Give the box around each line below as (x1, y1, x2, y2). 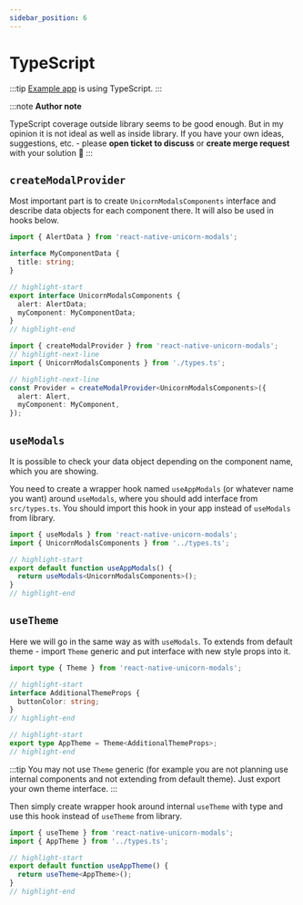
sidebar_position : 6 (9, 13, 88, 23)
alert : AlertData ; (17, 299, 88, 308)
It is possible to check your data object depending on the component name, (9, 455, 294, 466)
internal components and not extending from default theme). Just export (9, 773, 281, 785)
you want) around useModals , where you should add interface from (9, 493, 258, 504)
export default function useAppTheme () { (9, 861, 169, 871)
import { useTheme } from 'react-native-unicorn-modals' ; (9, 827, 234, 837)
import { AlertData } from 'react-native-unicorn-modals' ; (9, 233, 238, 242)
